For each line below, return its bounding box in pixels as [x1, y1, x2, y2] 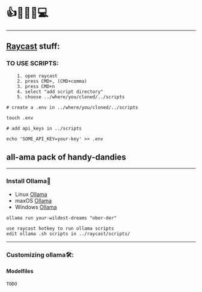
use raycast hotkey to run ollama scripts [6, 225, 114, 231]
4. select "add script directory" [17, 89, 103, 95]
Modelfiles [6, 267, 34, 275]
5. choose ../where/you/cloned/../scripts [17, 94, 125, 100]
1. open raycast [17, 73, 58, 79]
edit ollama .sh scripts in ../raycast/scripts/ [6, 230, 130, 237]
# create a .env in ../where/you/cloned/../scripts [6, 104, 138, 110]
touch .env [6, 115, 34, 121]
